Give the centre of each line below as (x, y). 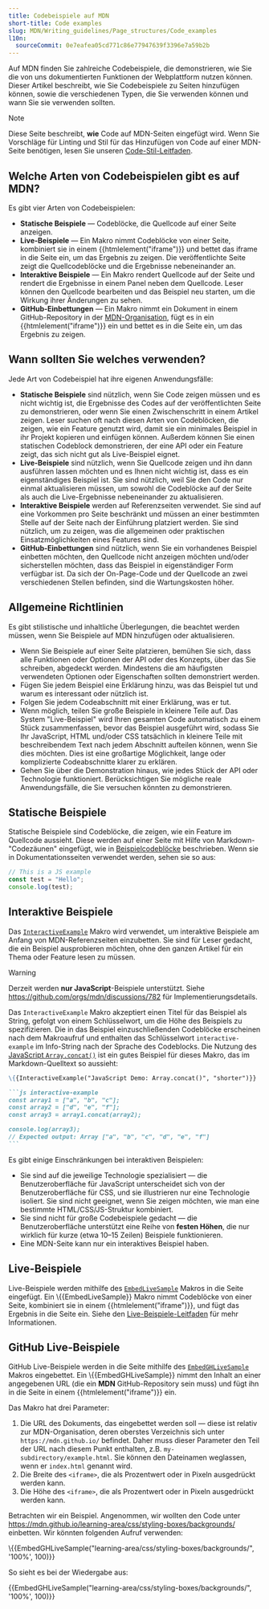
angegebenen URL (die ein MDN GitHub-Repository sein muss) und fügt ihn (134, 1384)
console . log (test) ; (41, 887)
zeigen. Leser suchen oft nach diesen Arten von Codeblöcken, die (129, 420)
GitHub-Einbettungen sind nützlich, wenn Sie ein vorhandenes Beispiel (138, 548)
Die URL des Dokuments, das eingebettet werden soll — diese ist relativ (139, 1424)
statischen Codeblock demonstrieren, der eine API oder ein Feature (131, 446)
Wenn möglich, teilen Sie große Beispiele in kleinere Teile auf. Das (129, 711)
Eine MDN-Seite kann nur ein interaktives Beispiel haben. (114, 1243)
